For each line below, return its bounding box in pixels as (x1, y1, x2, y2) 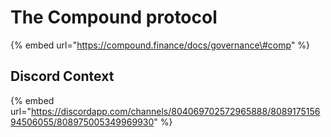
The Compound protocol (10, 6, 218, 29)
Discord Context (10, 68, 115, 85)
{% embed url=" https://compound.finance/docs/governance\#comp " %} (10, 39, 311, 51)
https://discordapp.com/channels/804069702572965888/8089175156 (30, 105, 321, 117)
